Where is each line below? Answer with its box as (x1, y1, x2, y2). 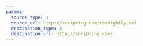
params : (5, 8, 25, 15)
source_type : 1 (11, 14, 49, 20)
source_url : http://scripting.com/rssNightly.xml (11, 20, 137, 26)
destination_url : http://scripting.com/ (11, 31, 113, 37)
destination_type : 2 (11, 25, 62, 32)
